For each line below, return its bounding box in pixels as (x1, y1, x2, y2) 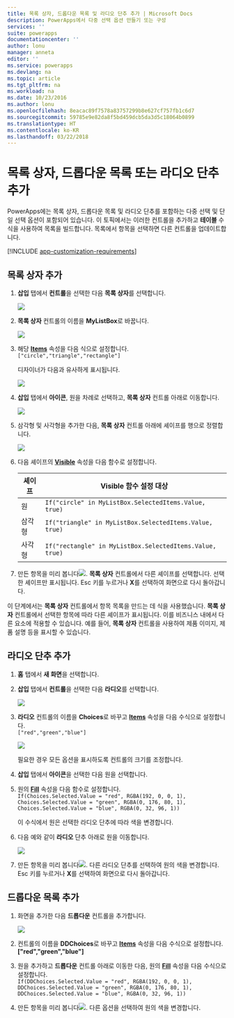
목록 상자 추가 (7, 269, 63, 281)
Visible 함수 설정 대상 (100, 481, 169, 491)
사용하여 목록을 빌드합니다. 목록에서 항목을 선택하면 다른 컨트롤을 (19, 224, 197, 233)
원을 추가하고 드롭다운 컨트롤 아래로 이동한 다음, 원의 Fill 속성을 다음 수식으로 (17, 962, 226, 970)
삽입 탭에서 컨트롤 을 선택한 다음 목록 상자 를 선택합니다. (17, 289, 166, 297)
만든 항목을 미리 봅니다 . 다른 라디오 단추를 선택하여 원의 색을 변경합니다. (17, 861, 219, 869)
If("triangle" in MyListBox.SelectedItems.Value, (45, 519, 213, 526)
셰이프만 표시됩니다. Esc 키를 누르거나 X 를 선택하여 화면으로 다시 (24, 579, 202, 586)
